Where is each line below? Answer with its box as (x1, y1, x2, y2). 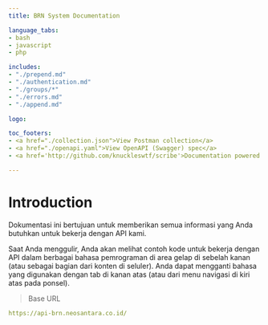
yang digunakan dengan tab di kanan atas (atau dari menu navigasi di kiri (8, 270, 250, 279)
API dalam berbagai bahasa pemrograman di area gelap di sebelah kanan (8, 252, 251, 262)
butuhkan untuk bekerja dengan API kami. (8, 228, 147, 238)
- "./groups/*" (8, 85, 59, 93)
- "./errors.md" (8, 93, 63, 101)
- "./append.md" (8, 100, 63, 108)
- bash (8, 34, 30, 42)
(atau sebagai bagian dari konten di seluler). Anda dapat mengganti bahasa (8, 261, 257, 270)
